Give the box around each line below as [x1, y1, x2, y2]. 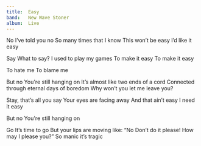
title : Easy [6, 8, 40, 15]
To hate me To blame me [6, 67, 69, 74]
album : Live [6, 20, 40, 26]
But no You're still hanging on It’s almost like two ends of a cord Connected [6, 78, 195, 85]
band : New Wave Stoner [6, 15, 69, 21]
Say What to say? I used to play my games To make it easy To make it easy [6, 55, 194, 62]
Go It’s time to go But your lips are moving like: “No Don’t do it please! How [6, 127, 194, 134]
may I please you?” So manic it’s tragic [6, 133, 104, 140]
